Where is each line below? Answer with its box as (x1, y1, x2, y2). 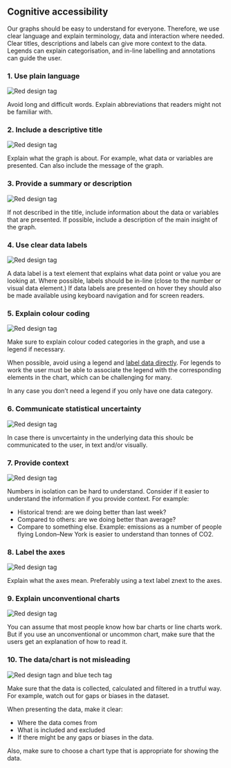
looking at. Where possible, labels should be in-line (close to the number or (7, 277, 221, 285)
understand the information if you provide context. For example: (7, 494, 190, 503)
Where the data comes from (17, 718, 98, 726)
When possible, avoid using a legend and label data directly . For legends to (7, 358, 221, 367)
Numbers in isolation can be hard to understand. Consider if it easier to (7, 487, 210, 495)
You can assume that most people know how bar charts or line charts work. (7, 623, 223, 631)
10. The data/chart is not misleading (7, 655, 131, 665)
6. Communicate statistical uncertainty (7, 404, 142, 414)
